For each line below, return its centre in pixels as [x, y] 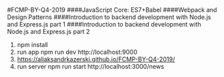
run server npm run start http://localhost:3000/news [90, 66]
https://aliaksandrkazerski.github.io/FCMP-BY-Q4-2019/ [96, 59]
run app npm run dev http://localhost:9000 [77, 52]
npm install [32, 45]
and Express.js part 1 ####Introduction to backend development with [104, 24]
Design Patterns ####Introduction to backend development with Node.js [109, 17]
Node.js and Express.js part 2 [48, 31]
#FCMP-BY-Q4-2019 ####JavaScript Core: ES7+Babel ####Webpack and [112, 10]
